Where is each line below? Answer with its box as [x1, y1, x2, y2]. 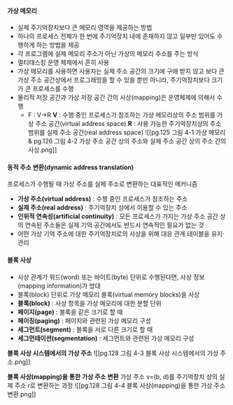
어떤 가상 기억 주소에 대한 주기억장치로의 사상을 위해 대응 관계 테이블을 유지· [17, 229, 225, 238]
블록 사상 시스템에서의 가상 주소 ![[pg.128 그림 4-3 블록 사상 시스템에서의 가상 [7, 348, 219, 357]
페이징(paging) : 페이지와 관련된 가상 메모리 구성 [17, 316, 152, 325]
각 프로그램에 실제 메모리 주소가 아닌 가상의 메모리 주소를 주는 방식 [17, 50, 199, 58]
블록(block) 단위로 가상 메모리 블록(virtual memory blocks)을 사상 [17, 290, 200, 299]
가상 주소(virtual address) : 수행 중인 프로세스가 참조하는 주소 [17, 194, 188, 203]
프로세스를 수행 [32, 85, 74, 93]
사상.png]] [27, 145, 57, 154]
